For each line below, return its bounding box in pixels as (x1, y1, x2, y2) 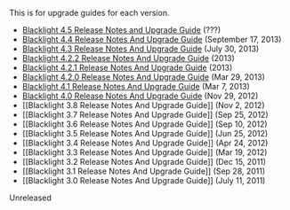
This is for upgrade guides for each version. (9, 8, 170, 18)
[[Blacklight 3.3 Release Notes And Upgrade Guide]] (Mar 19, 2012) (21, 147, 268, 158)
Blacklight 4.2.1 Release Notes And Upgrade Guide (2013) (21, 62, 233, 73)
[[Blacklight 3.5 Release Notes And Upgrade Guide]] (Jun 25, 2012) (21, 128, 269, 138)
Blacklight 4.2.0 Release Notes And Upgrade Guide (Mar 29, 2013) (21, 72, 265, 82)
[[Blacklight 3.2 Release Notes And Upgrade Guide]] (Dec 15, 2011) (21, 157, 267, 167)
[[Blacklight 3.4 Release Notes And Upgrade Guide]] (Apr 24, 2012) (21, 137, 269, 148)
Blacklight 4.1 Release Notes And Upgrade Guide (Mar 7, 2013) (21, 82, 251, 91)
